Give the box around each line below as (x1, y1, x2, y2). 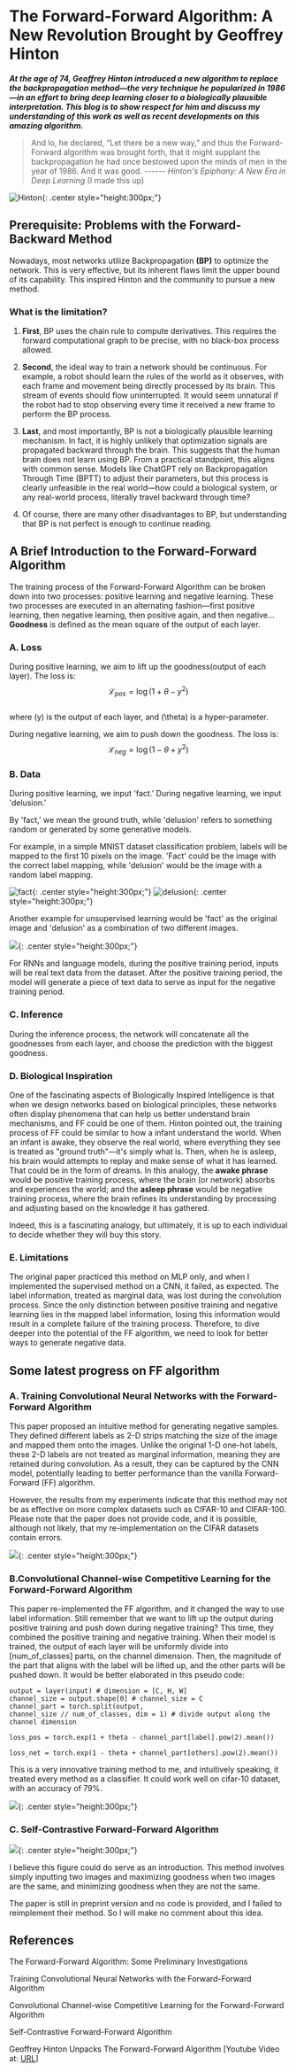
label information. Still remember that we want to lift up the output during (9, 1613, 274, 1624)
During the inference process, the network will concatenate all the (9, 1028, 250, 1039)
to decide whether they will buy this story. (9, 1229, 162, 1239)
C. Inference (9, 1008, 64, 1020)
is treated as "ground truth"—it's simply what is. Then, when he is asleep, (9, 1145, 277, 1157)
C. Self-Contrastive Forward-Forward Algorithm (9, 1823, 219, 1835)
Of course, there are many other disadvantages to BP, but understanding (21, 509, 287, 520)
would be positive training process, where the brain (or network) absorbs (9, 1174, 276, 1184)
